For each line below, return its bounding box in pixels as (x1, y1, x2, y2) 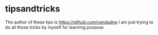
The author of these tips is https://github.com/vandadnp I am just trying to (5, 19, 154, 25)
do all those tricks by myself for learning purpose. (5, 24, 105, 30)
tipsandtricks (5, 3, 60, 14)
